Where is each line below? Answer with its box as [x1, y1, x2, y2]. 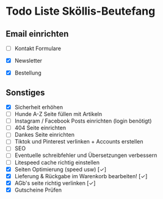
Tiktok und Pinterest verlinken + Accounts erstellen [14, 138, 143, 145]
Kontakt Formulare [14, 45, 62, 52]
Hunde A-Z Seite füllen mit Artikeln [14, 110, 102, 118]
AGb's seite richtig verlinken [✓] [14, 179, 96, 187]
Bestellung [14, 69, 42, 77]
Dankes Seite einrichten [14, 131, 74, 139]
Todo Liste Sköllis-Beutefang [5, 4, 156, 18]
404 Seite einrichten [14, 124, 67, 132]
